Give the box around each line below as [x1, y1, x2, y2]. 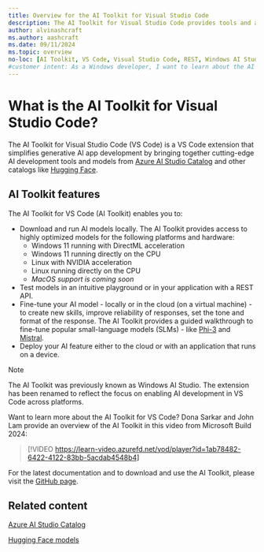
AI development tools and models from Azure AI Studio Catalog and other [8, 156, 246, 166]
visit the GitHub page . [8, 476, 79, 486]
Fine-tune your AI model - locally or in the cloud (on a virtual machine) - [19, 299, 253, 308]
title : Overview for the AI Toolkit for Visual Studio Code [8, 11, 210, 20]
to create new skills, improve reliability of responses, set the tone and [19, 308, 245, 317]
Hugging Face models [8, 535, 80, 545]
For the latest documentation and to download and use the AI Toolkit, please [8, 468, 255, 477]
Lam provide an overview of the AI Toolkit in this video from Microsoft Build [8, 420, 251, 430]
